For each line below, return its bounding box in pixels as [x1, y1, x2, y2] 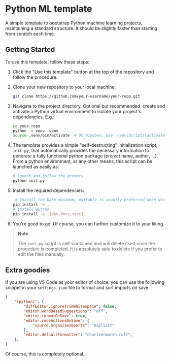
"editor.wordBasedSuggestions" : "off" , [23, 308, 108, 314]
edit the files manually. [17, 251, 65, 257]
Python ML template [5, 3, 92, 15]
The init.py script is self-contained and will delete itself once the [17, 240, 155, 246]
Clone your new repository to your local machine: [12, 84, 116, 90]
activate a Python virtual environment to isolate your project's [12, 108, 142, 114]
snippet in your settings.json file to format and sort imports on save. [5, 285, 150, 291]
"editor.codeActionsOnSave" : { [23, 318, 90, 323]
